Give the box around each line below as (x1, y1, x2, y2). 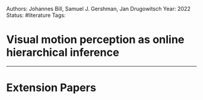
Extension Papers (6, 81, 97, 95)
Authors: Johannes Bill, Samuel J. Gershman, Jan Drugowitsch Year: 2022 (6, 5, 191, 12)
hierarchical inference (6, 45, 120, 59)
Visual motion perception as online (6, 33, 185, 47)
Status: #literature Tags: (6, 12, 66, 19)
